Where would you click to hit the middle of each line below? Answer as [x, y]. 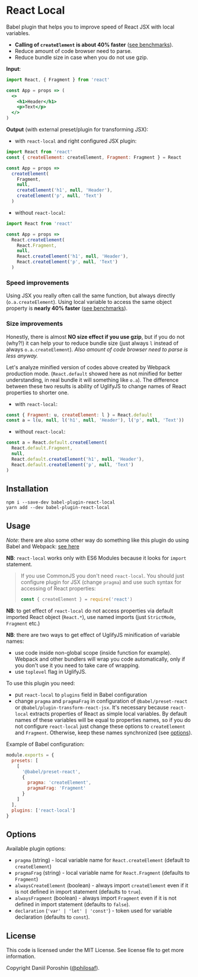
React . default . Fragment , [42, 448]
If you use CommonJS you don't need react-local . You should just [103, 576]
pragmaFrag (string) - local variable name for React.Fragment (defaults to [102, 873]
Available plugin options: [36, 849]
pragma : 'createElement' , [60, 783]
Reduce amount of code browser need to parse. [73, 51]
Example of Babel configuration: [45, 744]
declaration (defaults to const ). [52, 917]
